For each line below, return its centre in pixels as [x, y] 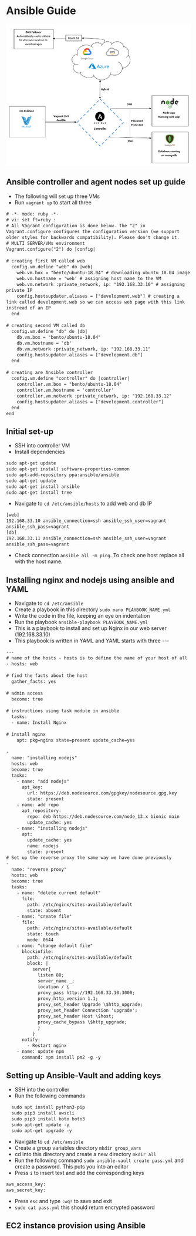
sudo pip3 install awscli [43, 1113]
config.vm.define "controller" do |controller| [71, 378]
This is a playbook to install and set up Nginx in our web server [91, 628]
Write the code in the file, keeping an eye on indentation [82, 616]
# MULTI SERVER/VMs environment [45, 243]
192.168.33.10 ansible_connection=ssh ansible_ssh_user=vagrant [86, 521]
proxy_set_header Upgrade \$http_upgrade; [90, 1005]
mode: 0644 [40, 940]
